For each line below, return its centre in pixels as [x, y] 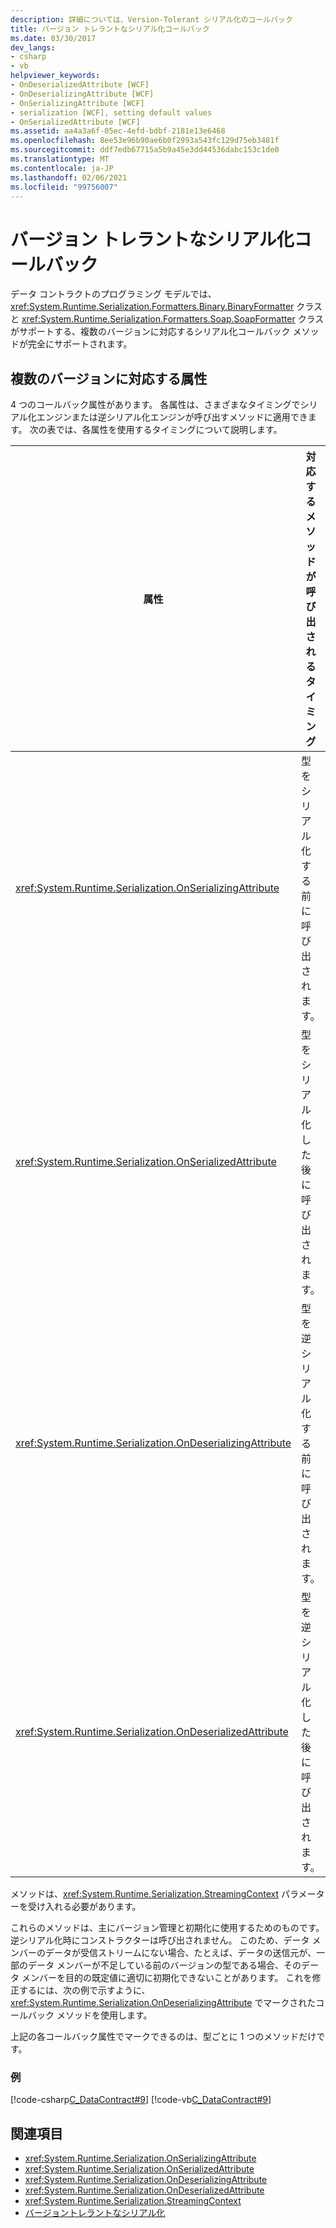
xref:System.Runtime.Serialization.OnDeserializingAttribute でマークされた [163, 2003]
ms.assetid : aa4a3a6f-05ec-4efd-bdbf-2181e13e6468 [118, 131]
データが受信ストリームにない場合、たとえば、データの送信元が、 [180, 1953]
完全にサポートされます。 [80, 344]
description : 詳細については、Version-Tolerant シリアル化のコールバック [151, 19]
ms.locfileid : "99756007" [64, 187]
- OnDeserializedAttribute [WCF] [80, 85]
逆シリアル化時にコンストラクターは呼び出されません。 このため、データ [160, 1940]
